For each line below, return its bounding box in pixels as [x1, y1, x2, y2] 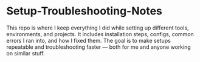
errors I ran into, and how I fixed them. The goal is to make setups [6, 37, 171, 44]
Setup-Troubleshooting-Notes [6, 4, 163, 18]
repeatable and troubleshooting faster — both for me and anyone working [6, 43, 191, 51]
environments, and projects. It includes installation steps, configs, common [6, 30, 195, 37]
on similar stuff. [6, 49, 45, 57]
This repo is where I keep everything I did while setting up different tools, [6, 24, 190, 31]
